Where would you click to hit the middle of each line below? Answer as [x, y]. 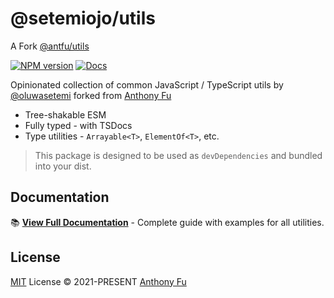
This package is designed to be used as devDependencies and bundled [178, 155]
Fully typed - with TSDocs [78, 125]
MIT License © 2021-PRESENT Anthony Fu [98, 281]
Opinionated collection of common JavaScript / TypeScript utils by [147, 84]
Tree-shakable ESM [65, 114]
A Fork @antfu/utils [50, 46]
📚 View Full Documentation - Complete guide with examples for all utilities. [167, 222]
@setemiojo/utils [83, 18]
